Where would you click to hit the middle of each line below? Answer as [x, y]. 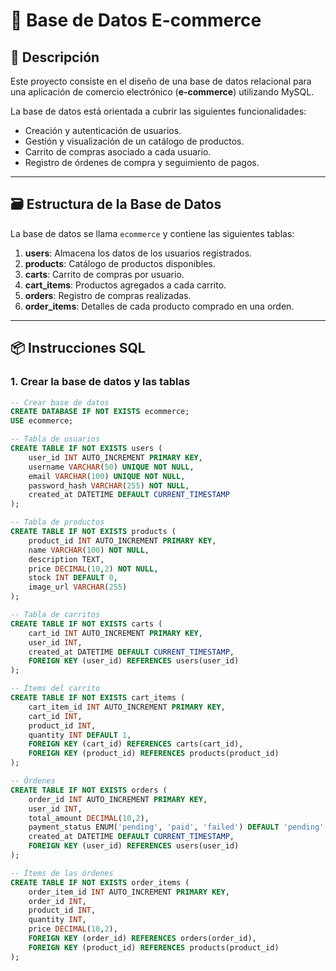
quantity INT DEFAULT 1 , [80, 735]
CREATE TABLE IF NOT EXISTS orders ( [89, 790]
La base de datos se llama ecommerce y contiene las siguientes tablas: [152, 233]
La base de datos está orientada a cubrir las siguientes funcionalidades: [158, 111]
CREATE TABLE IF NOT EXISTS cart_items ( [98, 698]
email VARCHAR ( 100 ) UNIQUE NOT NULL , [107, 476]
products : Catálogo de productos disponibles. [120, 263]
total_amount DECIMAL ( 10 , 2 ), [89, 818]
